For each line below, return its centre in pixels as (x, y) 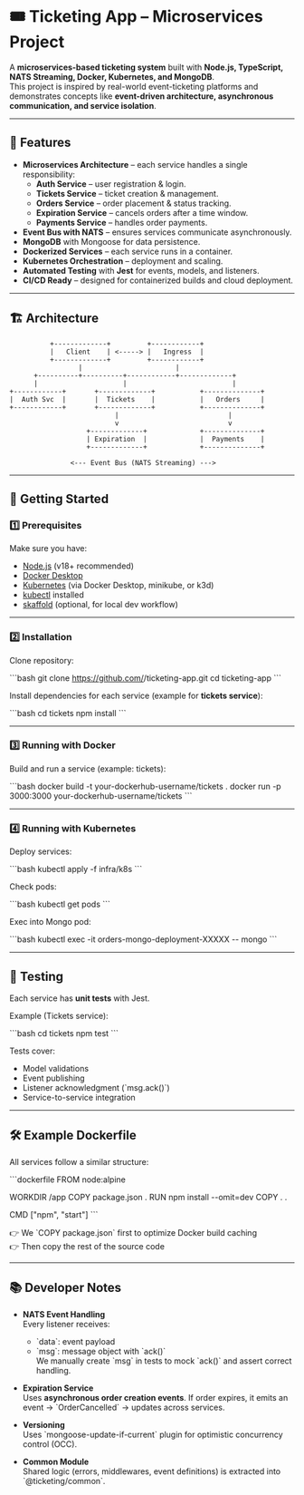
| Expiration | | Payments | (176, 439)
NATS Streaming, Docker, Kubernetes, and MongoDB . (112, 76)
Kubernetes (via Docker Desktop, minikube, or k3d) (118, 586)
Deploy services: (41, 851)
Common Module (56, 1461)
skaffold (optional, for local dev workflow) (100, 605)
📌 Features (40, 143)
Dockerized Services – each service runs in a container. (128, 251)
